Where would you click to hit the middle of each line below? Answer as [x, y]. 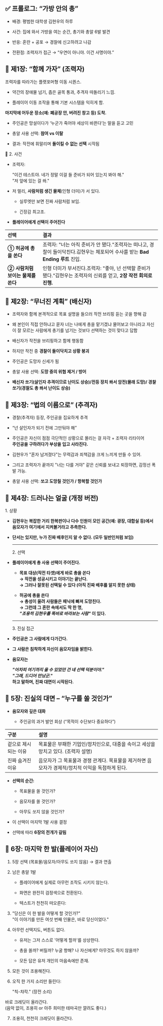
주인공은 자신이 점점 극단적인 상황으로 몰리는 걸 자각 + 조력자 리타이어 [78, 438]
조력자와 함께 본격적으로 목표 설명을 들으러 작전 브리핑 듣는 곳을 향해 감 [79, 314]
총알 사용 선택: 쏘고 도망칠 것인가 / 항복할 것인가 [57, 481]
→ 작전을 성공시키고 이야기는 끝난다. [54, 579]
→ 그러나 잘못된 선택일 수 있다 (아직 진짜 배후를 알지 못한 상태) [77, 585]
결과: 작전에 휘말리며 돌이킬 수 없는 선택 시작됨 [56, 143]
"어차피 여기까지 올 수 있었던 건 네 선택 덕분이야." [58, 670]
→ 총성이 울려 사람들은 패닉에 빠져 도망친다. [60, 602]
